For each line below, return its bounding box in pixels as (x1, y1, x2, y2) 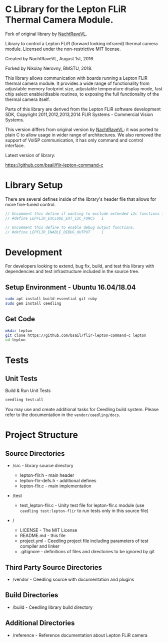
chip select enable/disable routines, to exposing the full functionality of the (5, 91, 159, 97)
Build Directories (5, 591, 58, 599)
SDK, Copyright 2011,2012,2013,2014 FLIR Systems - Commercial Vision (5, 111, 153, 117)
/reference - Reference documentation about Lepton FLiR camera (12, 632, 147, 638)
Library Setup (5, 180, 63, 191)
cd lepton (5, 337, 26, 342)
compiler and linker (19, 543, 60, 549)
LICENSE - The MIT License (19, 527, 77, 533)
